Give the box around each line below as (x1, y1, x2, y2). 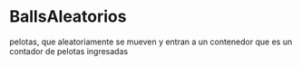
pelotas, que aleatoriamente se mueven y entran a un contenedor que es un (9, 36, 293, 47)
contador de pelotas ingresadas (9, 45, 129, 56)
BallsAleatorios (9, 6, 127, 27)
